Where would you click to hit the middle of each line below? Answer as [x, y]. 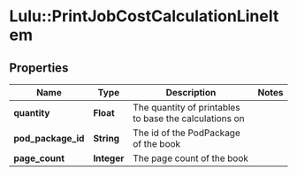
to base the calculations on [188, 119]
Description [191, 92]
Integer [108, 158]
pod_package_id [49, 138]
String [106, 138]
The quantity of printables [186, 107]
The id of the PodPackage [187, 133]
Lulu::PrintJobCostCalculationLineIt [144, 16]
